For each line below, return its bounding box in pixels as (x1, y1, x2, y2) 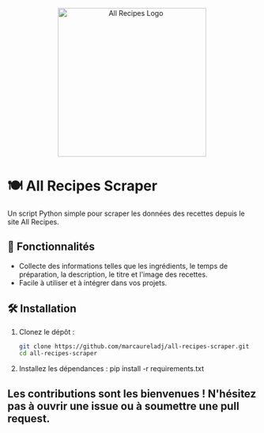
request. (7, 412, 51, 425)
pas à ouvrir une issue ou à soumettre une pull (7, 399, 239, 412)
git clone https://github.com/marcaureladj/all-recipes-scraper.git (18, 342, 250, 351)
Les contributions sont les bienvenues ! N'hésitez (7, 387, 257, 400)
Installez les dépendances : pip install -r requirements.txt (18, 364, 205, 374)
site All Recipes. (7, 216, 60, 226)
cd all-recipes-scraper (18, 350, 98, 358)
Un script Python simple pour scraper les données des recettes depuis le (7, 209, 246, 218)
